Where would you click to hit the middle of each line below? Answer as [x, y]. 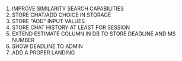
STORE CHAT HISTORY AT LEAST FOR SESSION [71, 27]
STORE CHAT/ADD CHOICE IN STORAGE [61, 15]
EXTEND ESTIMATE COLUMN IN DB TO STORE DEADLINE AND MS [94, 34]
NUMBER [23, 40]
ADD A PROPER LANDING [43, 52]
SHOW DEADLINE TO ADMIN [47, 46]
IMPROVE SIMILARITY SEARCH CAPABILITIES [68, 9]
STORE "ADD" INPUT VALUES [48, 21]
